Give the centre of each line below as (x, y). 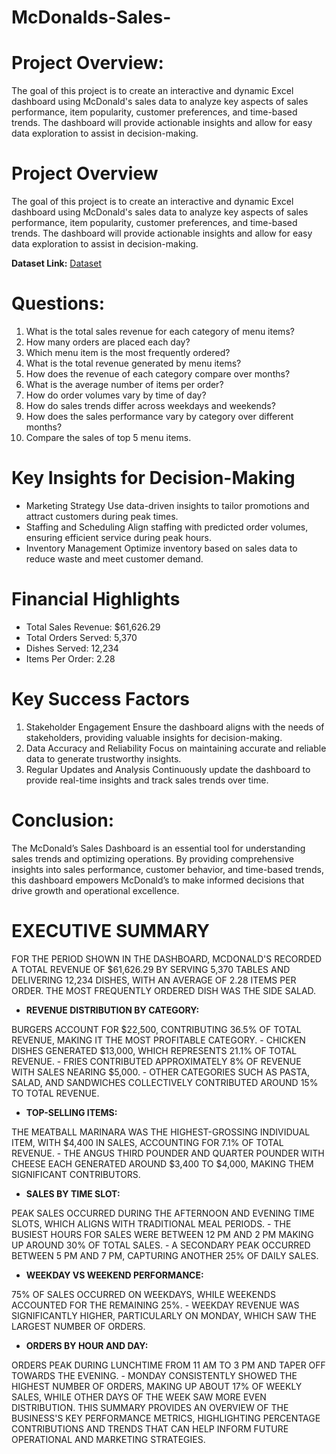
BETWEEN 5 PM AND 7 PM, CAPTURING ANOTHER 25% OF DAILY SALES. (165, 1255)
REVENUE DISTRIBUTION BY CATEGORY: (112, 1010)
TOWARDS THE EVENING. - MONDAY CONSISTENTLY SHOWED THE (154, 1375)
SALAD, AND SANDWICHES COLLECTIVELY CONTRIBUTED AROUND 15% (165, 1082)
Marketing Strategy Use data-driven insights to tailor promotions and (167, 505)
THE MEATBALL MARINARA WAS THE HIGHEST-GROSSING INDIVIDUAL (161, 1132)
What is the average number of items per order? (124, 384)
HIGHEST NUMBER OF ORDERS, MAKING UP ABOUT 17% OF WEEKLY (157, 1386)
